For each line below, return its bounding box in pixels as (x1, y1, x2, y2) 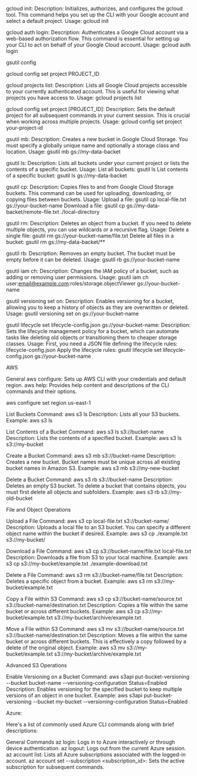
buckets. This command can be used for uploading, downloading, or (6, 190, 172, 196)
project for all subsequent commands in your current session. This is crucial (6, 112, 190, 119)
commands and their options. (6, 388, 78, 395)
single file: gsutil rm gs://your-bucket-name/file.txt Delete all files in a (6, 232, 174, 239)
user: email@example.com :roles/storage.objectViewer (6, 280, 136, 287)
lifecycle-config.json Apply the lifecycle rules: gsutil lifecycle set (6, 347, 162, 353)
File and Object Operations (6, 506, 71, 513)
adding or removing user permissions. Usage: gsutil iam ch (6, 274, 149, 281)
